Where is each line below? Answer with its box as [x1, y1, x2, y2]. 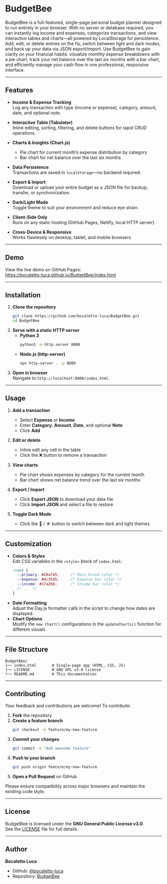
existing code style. [5, 789, 45, 794]
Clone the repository [12, 304, 56, 310]
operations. [12, 130, 36, 136]
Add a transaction [12, 407, 51, 413]
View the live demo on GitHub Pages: [5, 266, 82, 272]
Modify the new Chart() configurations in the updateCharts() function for [12, 621, 162, 627]
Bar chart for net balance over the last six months [19, 155, 121, 161]
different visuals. [12, 626, 47, 632]
